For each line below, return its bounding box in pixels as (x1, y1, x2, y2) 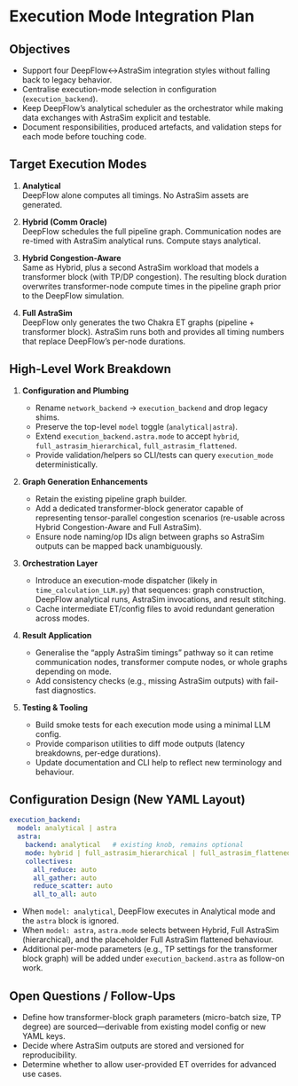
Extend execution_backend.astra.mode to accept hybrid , (35, 431, 239, 441)
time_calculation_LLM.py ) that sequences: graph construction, (35, 584, 265, 595)
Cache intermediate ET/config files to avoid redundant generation (35, 603, 275, 614)
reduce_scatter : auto (32, 882, 114, 891)
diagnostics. (51, 685, 97, 695)
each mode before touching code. (21, 131, 147, 141)
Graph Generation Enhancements (21, 476, 148, 487)
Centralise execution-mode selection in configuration (21, 84, 217, 94)
